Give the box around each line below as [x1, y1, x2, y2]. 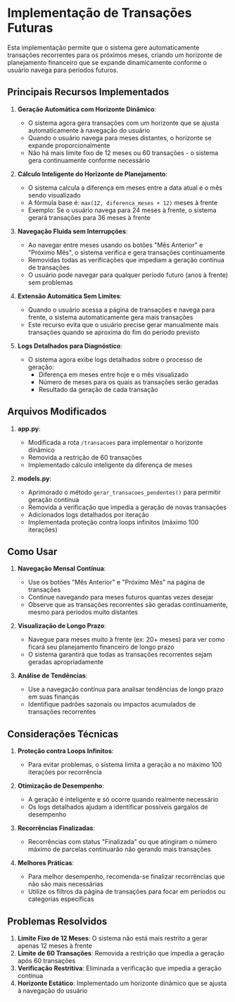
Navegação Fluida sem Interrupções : [17, 227, 128, 236]
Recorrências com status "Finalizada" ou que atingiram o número [27, 838, 217, 846]
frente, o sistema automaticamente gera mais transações [27, 312, 193, 322]
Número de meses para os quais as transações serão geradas [38, 377, 219, 386]
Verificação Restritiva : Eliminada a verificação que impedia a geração [17, 964, 222, 972]
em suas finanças [27, 692, 80, 701]
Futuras [7, 20, 53, 36]
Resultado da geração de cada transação [38, 385, 158, 393]
